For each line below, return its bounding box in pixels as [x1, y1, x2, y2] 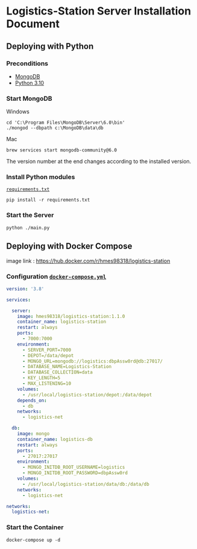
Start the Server [6, 211, 54, 220]
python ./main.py [6, 224, 50, 230]
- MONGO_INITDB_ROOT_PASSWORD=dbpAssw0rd [22, 470, 128, 476]
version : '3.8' [6, 285, 45, 292]
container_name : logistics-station [17, 319, 107, 325]
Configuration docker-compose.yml [6, 272, 107, 281]
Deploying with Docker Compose [6, 241, 133, 252]
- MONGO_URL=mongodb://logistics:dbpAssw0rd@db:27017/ [22, 358, 163, 364]
